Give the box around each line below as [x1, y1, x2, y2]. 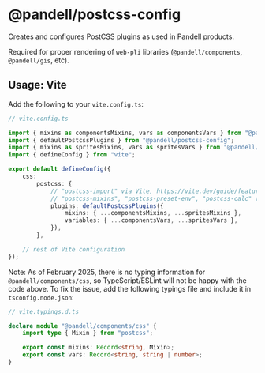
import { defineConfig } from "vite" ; [8, 151, 136, 159]
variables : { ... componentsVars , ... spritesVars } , [64, 217, 238, 224]
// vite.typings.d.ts [8, 307, 80, 315]
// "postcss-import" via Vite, [50, 187, 154, 195]
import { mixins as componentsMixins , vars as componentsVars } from [8, 129, 242, 137]
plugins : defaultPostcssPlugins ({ [50, 202, 164, 210]
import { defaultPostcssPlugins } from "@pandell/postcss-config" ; [8, 136, 235, 144]
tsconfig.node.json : [8, 292, 74, 302]
